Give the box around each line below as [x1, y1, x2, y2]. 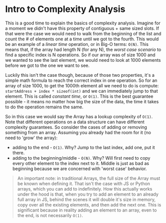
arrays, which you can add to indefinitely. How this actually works [17, 186, 153, 192]
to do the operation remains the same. [5, 104, 84, 110]
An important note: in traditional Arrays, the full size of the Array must [17, 175, 161, 181]
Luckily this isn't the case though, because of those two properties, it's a [5, 72, 155, 78]
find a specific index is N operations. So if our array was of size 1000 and [5, 51, 156, 58]
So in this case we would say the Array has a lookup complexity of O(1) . [5, 113, 153, 119]
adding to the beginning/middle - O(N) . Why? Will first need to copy [12, 155, 151, 161]
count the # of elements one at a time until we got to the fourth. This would [5, 36, 159, 42]
